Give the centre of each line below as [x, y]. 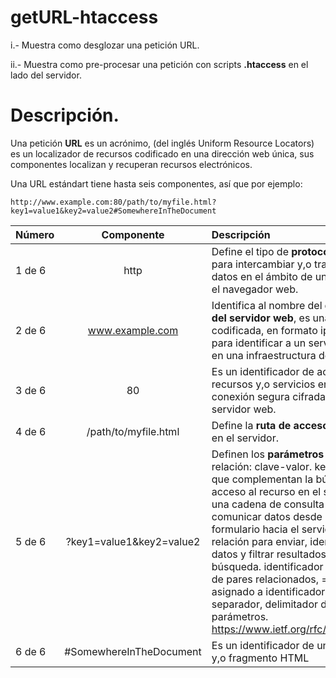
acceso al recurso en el [266, 491]
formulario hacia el [255, 529]
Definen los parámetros [268, 454]
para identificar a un [259, 343]
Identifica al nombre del [267, 305]
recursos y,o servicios [263, 384]
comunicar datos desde [267, 516]
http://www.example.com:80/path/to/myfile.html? [113, 202]
